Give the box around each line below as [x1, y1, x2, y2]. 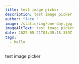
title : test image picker [5, 7, 59, 12]
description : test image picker [5, 12, 72, 17]
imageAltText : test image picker [5, 26, 75, 31]
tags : [5, 35, 16, 40]
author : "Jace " [5, 16, 39, 21]
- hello [9, 40, 26, 45]
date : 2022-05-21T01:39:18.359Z [5, 30, 72, 35]
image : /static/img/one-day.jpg [5, 21, 72, 26]
